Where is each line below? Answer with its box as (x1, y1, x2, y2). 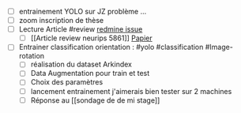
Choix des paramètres (30, 77, 104, 87)
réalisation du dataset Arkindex (30, 59, 132, 70)
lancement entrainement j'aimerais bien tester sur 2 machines (30, 86, 232, 96)
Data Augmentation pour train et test (30, 69, 150, 78)
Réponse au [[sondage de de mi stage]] (30, 95, 160, 105)
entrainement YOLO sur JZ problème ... (18, 7, 147, 16)
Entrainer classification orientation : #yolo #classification (18, 43, 204, 52)
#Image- (205, 43, 234, 52)
